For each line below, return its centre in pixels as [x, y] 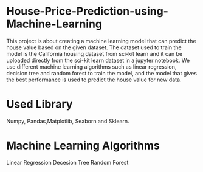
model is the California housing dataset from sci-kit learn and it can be [95, 53]
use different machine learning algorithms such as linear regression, [91, 67]
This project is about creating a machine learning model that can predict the [101, 41]
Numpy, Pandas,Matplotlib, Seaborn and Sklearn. [68, 121]
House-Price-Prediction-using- [88, 11]
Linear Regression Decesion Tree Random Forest [67, 162]
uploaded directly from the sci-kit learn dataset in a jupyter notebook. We [98, 60]
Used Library [40, 104]
